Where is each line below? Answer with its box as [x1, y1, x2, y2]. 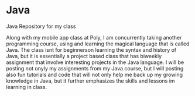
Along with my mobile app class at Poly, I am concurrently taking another [6, 34, 182, 41]
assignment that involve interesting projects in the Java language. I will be [6, 59, 184, 66]
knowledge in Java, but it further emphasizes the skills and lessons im [6, 77, 175, 84]
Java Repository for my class [6, 23, 76, 30]
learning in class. [6, 83, 47, 90]
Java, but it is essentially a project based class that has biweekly [6, 52, 162, 59]
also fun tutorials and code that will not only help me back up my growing [6, 71, 183, 78]
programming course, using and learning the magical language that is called [6, 40, 190, 47]
